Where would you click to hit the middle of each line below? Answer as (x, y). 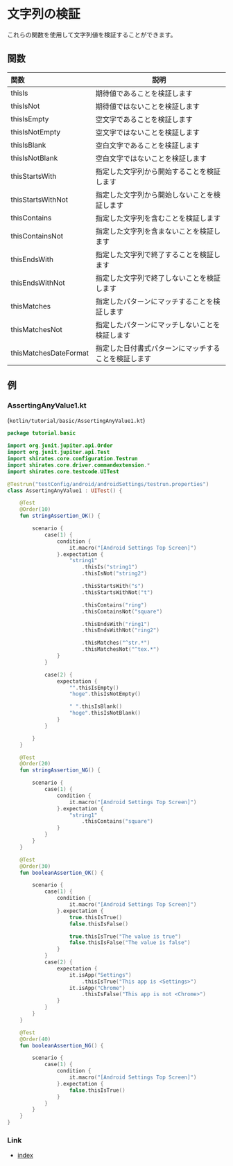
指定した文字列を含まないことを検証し (158, 231)
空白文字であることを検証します (147, 145)
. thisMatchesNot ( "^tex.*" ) (120, 650)
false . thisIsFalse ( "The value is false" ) (130, 943)
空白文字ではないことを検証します (151, 158)
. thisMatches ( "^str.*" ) (116, 643)
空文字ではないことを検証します (147, 132)
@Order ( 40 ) (35, 1039)
